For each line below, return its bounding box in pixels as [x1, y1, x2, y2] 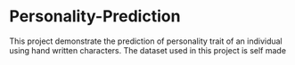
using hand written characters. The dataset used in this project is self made [9, 45, 287, 55]
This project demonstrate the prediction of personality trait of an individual [9, 36, 283, 46]
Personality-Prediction [9, 6, 181, 27]
